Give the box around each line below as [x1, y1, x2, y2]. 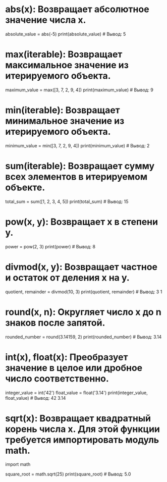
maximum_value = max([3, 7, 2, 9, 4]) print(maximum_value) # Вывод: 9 [5, 87, 154, 93]
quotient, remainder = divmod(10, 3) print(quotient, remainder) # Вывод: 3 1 [5, 289, 162, 295]
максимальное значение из [5, 60, 129, 71]
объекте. [5, 182, 45, 193]
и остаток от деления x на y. [5, 272, 130, 283]
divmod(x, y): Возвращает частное [5, 261, 158, 273]
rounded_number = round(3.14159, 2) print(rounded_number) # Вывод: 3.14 [5, 334, 162, 340]
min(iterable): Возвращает [5, 104, 120, 116]
